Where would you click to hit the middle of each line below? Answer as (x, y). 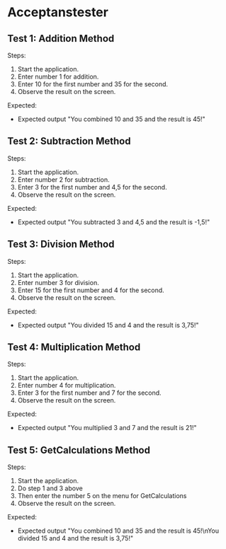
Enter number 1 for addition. (58, 76)
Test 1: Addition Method (61, 39)
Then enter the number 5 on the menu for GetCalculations (102, 496)
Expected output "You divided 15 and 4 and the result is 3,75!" (108, 325)
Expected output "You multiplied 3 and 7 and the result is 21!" (107, 428)
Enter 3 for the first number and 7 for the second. (89, 393)
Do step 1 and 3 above (50, 488)
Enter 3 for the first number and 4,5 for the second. (92, 187)
